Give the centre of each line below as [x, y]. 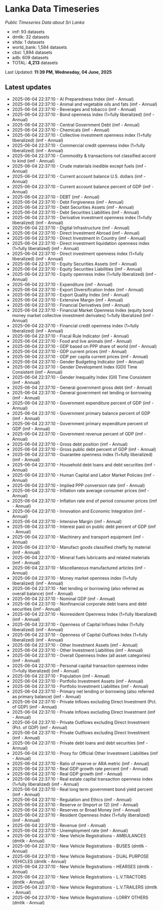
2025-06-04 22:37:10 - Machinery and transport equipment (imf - [78, 537]
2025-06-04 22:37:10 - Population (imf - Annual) [61, 676]
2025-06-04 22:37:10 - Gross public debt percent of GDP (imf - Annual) [84, 449]
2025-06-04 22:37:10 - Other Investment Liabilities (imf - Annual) [77, 650]
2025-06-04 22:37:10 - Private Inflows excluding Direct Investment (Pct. [84, 702]
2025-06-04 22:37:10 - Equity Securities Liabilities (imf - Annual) [77, 269]
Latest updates [28, 88]
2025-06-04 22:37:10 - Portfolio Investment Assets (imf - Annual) [78, 681]
